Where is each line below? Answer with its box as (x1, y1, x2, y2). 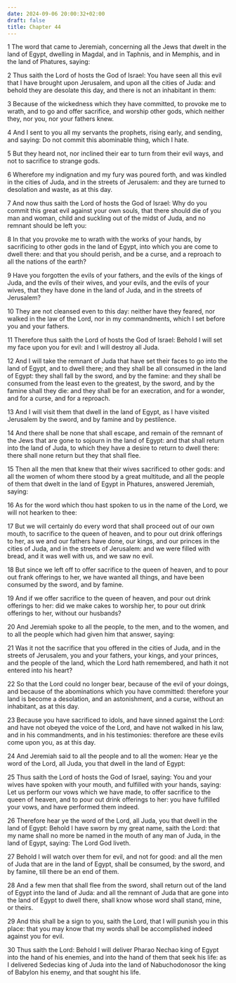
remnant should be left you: (7, 221, 87, 230)
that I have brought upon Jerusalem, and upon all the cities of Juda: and (7, 79, 216, 87)
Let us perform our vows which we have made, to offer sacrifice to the (7, 788, 211, 797)
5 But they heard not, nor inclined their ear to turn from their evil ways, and (7, 149, 223, 158)
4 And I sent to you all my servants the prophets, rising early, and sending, (7, 128, 223, 137)
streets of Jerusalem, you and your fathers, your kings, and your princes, (7, 651, 219, 660)
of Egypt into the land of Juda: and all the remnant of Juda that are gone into (7, 889, 229, 897)
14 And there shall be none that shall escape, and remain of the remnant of (7, 429, 223, 437)
